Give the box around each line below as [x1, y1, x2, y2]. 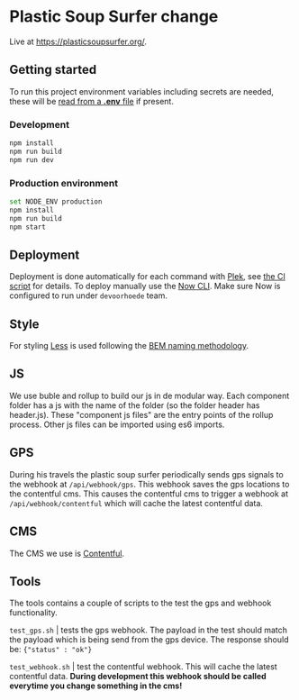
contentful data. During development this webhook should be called [9, 671, 267, 682]
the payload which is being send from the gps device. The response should [9, 634, 290, 645]
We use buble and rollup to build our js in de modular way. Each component [9, 390, 290, 401]
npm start [9, 223, 47, 232]
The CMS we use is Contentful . [9, 548, 124, 559]
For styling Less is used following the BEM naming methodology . [9, 341, 249, 351]
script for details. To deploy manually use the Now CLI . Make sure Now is [9, 281, 281, 292]
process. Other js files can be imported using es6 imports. [9, 419, 225, 430]
